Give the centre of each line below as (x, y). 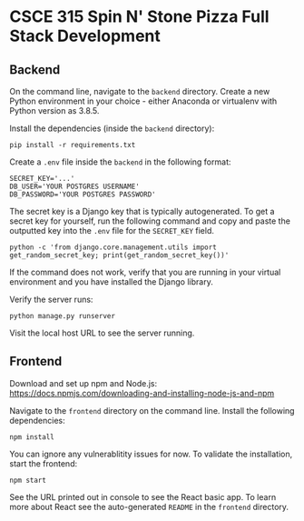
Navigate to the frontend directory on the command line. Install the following (152, 410)
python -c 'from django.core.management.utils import (113, 247)
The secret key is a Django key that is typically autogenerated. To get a (142, 211)
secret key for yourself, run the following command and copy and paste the (150, 221)
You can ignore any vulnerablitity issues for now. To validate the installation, (151, 454)
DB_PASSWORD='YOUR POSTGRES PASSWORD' (83, 195)
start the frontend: (44, 463)
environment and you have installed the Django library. (111, 282)
